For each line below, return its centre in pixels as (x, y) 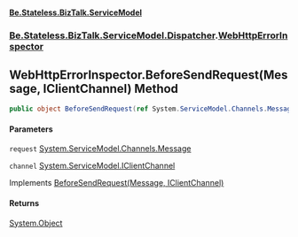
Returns (24, 203)
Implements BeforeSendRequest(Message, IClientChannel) (117, 183)
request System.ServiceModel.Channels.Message (100, 149)
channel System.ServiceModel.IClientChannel (92, 166)
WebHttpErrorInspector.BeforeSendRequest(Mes (149, 75)
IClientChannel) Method (111, 88)
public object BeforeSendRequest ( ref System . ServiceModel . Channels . (138, 109)
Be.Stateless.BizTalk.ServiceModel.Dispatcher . (114, 35)
